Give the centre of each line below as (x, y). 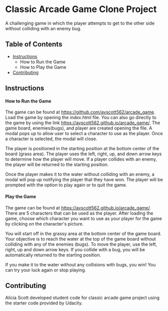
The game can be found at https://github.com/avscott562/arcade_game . (80, 112)
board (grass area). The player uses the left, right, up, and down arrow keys (83, 154)
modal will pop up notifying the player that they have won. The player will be (84, 180)
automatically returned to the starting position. (53, 255)
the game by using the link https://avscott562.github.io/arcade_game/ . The (83, 123)
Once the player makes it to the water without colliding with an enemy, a (80, 174)
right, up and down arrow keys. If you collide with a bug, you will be (75, 249)
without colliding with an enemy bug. (43, 28)
